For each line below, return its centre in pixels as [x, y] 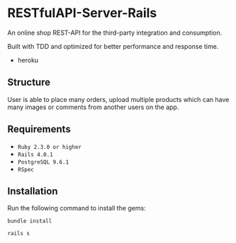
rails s [19, 234]
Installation [33, 191]
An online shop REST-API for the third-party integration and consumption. [115, 33]
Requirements [39, 129]
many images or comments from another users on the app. [93, 107]
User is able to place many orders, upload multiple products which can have [118, 99]
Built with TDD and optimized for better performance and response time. [113, 46]
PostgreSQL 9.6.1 [43, 162]
